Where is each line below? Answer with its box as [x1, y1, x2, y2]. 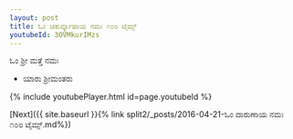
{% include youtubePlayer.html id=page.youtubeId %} [9, 92, 213, 103]
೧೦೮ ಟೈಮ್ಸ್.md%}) [9, 119, 71, 130]
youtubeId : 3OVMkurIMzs [9, 30, 100, 39]
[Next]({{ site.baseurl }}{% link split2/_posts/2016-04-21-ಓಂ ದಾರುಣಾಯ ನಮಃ [9, 109, 285, 120]
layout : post [9, 13, 59, 23]
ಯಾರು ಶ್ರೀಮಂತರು [22, 74, 73, 84]
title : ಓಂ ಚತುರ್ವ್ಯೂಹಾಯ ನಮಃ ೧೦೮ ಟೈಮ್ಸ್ [9, 22, 137, 31]
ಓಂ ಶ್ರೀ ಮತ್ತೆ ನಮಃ [9, 55, 59, 66]
